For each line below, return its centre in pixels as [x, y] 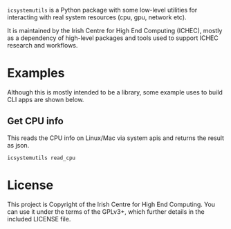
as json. [18, 145]
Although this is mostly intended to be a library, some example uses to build [115, 92]
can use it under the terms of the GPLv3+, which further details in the [106, 211]
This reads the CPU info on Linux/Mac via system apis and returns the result [116, 138]
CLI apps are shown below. [46, 99]
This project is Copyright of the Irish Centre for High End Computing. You [111, 204]
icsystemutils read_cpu [41, 158]
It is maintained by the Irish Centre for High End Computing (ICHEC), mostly [115, 31]
